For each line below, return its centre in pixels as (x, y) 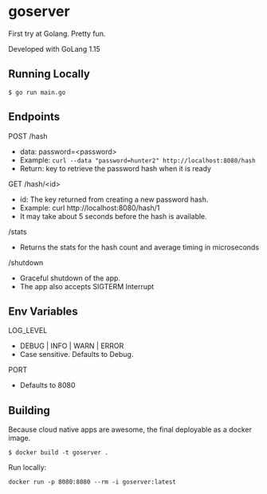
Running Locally (49, 74)
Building (29, 410)
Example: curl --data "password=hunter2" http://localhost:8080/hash (138, 160)
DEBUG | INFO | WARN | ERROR (72, 346)
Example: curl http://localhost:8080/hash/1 (90, 208)
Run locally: (27, 468)
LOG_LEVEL (28, 331)
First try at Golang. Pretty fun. (57, 33)
